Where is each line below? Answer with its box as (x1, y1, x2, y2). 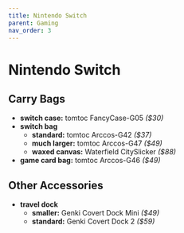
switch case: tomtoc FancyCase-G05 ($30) (19, 113, 164, 123)
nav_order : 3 (8, 26, 52, 34)
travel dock (19, 200, 58, 209)
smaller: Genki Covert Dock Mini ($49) (31, 208, 160, 218)
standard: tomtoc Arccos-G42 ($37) (31, 130, 152, 140)
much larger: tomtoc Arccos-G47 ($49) (31, 138, 163, 148)
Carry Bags (8, 92, 66, 106)
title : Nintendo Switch (8, 11, 88, 20)
